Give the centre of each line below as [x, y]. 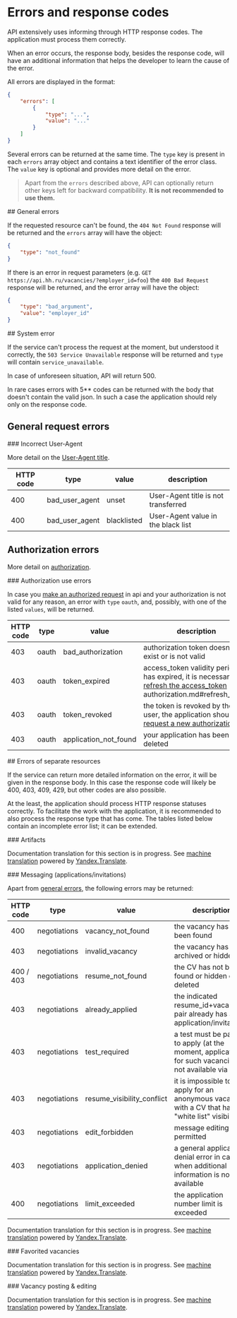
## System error [31, 333]
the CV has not [199, 967]
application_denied [116, 1165]
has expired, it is [170, 677]
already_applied [111, 1009]
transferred [168, 504]
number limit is [199, 1204]
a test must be [197, 1034]
